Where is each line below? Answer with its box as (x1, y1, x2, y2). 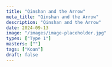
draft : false (6, 52, 38, 58)
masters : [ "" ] (6, 41, 41, 47)
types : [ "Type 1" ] (6, 36, 51, 41)
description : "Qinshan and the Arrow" (6, 19, 101, 25)
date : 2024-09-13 (6, 24, 49, 31)
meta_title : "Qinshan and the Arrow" (6, 14, 99, 20)
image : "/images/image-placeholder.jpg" (6, 30, 107, 36)
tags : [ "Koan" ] (6, 47, 44, 52)
